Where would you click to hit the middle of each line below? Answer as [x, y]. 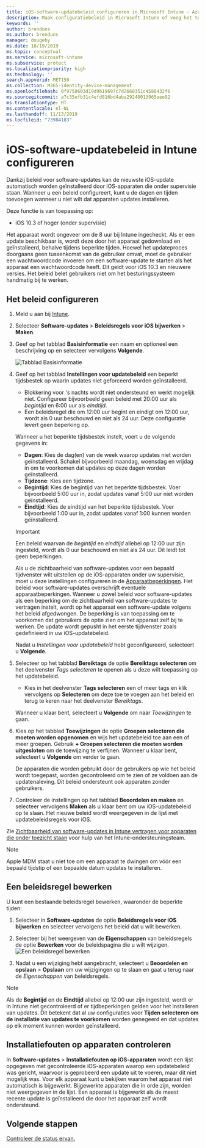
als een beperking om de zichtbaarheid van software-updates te [96, 601]
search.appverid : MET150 [38, 80]
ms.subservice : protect [37, 63]
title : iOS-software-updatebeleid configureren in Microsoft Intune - [98, 12]
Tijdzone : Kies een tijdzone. [60, 481]
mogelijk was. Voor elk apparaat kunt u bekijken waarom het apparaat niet [99, 1079]
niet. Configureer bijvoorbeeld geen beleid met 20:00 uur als [100, 399]
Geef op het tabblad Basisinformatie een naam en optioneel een [96, 344]
